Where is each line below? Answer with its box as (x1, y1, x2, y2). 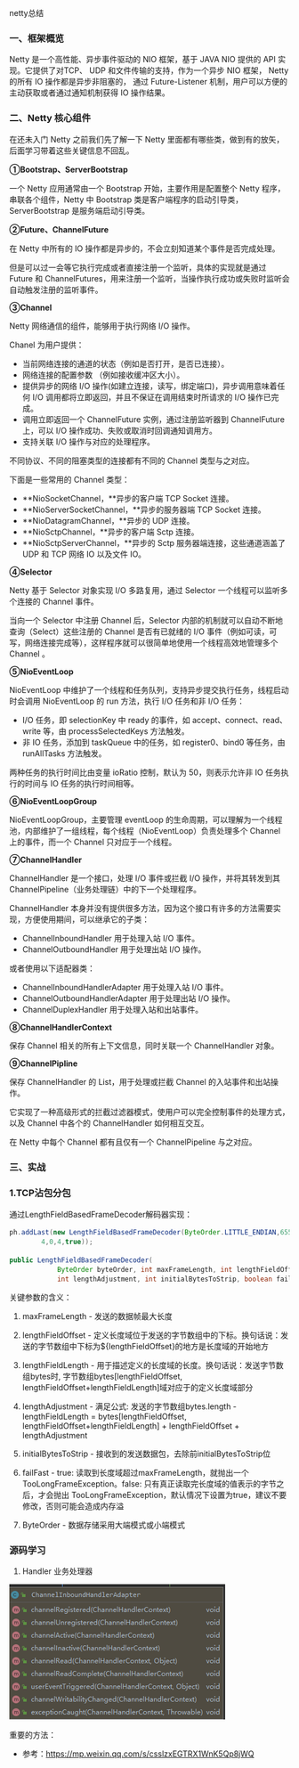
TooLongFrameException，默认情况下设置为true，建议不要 (70, 1490, 287, 1501)
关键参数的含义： (9, 1292, 72, 1303)
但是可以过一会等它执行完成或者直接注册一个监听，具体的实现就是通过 (9, 262, 267, 273)
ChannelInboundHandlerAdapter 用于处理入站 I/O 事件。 (21, 982, 229, 992)
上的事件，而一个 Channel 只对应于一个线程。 (9, 836, 177, 847)
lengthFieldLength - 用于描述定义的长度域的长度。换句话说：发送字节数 (21, 1360, 284, 1371)
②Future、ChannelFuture (9, 224, 109, 234)
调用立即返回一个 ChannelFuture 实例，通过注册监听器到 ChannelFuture (21, 413, 285, 425)
